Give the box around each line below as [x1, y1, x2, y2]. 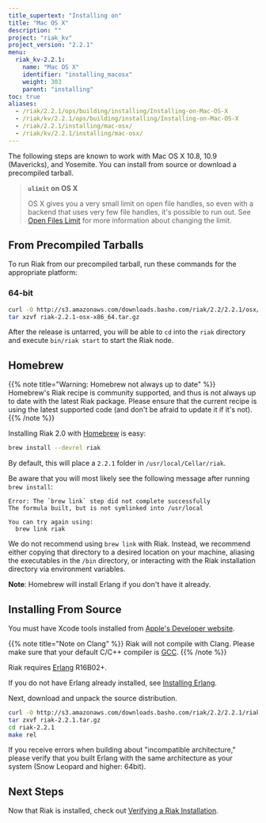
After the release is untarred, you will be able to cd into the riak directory [8, 327, 246, 337]
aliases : [8, 100, 37, 108]
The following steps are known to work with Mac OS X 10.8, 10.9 [8, 151, 218, 161]
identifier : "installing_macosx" [22, 70, 133, 78]
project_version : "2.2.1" [8, 41, 93, 49]
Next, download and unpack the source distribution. [8, 693, 178, 703]
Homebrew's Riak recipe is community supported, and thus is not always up [8, 388, 256, 398]
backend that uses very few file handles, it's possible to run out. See [27, 207, 251, 216]
